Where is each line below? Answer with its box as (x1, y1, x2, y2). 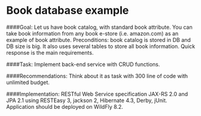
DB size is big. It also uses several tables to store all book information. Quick (6, 43, 196, 50)
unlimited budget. (6, 79, 50, 86)
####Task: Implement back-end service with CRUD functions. (6, 61, 161, 68)
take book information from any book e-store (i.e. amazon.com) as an (6, 29, 179, 37)
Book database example (6, 4, 129, 17)
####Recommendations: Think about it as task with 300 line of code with (6, 72, 188, 79)
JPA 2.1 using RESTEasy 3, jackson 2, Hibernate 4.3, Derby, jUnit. (6, 97, 167, 104)
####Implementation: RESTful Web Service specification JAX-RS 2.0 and (6, 90, 188, 97)
